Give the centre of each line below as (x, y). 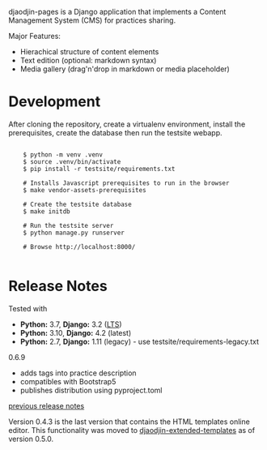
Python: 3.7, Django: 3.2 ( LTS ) (71, 324)
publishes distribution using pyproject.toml (91, 390)
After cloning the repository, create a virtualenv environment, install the (127, 124)
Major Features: (34, 36)
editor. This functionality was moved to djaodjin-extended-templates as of (132, 430)
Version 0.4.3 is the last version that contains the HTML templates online (129, 422)
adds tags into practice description (78, 373)
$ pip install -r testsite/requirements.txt (99, 169)
